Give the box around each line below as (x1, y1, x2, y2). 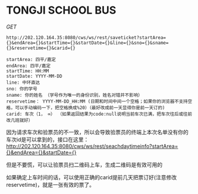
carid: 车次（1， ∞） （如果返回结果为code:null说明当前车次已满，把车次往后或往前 (6, 111, 192, 117)
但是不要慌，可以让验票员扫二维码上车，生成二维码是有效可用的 (6, 161, 162, 168)
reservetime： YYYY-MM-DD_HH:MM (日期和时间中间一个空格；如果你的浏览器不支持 (6, 98, 188, 104)
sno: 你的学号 (6, 85, 37, 92)
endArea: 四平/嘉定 (6, 63, 51, 69)
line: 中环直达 (6, 79, 40, 85)
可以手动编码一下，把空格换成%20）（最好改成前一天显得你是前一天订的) (14, 104, 165, 110)
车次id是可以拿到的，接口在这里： (6, 136, 89, 143)
